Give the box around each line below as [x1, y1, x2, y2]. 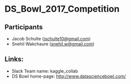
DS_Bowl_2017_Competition [4, 3, 120, 15]
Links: [4, 55, 24, 63]
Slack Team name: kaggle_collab [11, 68, 78, 74]
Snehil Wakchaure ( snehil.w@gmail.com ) [11, 41, 95, 47]
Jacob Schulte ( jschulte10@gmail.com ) [11, 36, 91, 42]
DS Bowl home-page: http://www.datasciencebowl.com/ [11, 73, 126, 79]
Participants [4, 23, 43, 31]
